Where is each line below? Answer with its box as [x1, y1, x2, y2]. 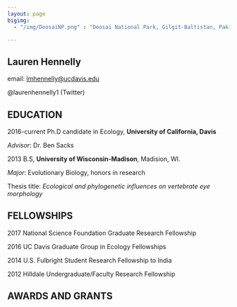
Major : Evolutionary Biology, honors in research [7, 169, 146, 176]
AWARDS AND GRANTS [7, 290, 113, 302]
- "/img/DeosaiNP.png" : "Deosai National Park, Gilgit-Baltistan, [13, 23, 217, 30]
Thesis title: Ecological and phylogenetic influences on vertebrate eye [7, 182, 210, 191]
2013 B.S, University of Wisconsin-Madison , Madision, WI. [7, 155, 181, 163]
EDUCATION [7, 109, 63, 121]
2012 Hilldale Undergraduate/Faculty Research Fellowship [7, 270, 176, 278]
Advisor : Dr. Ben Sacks [7, 141, 74, 149]
